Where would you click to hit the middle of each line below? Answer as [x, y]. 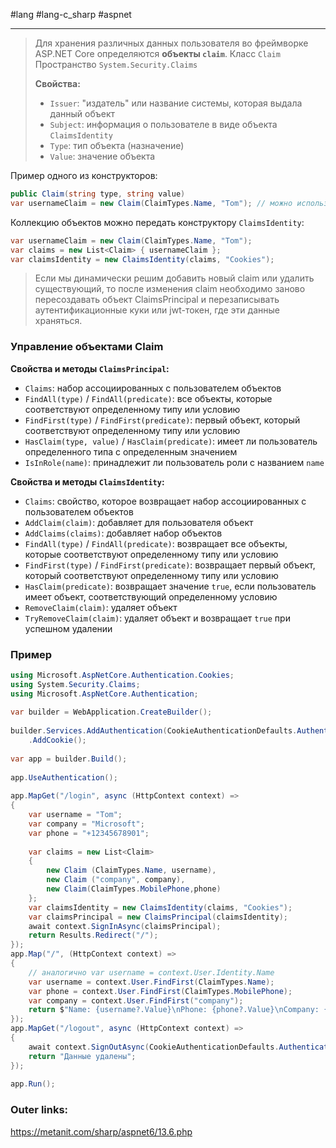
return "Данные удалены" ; [82, 1056]
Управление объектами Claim [87, 347]
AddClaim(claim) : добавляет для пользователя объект [139, 522]
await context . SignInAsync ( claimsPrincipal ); [125, 926]
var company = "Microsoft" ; [86, 824]
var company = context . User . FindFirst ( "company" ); [136, 1000]
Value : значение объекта [102, 156]
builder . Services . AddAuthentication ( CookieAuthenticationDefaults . [154, 731]
